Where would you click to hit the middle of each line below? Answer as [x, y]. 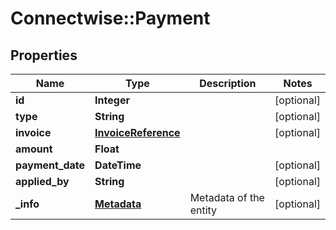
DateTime [118, 165]
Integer [112, 100]
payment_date [50, 165]
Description [228, 83]
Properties [44, 55]
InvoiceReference [137, 132]
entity [203, 210]
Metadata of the [227, 197]
